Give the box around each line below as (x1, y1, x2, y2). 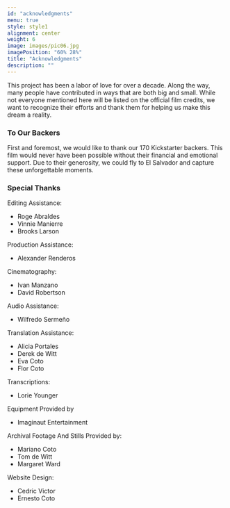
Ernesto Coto (17, 494, 56, 502)
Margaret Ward (17, 460, 61, 468)
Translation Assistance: (7, 329, 74, 337)
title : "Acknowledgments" (7, 56, 82, 63)
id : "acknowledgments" (7, 10, 73, 17)
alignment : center (7, 29, 60, 37)
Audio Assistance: (7, 302, 59, 310)
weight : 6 (7, 36, 36, 43)
